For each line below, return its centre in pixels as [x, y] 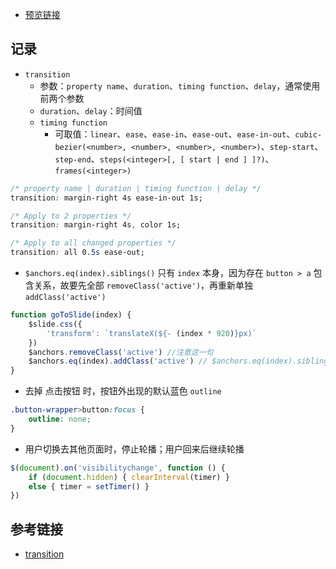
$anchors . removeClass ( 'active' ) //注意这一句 [121, 352]
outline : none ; [60, 419]
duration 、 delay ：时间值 [91, 110]
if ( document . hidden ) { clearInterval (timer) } [129, 477]
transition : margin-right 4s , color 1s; [96, 225]
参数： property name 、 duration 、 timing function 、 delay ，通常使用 [180, 85]
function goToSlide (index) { [71, 315]
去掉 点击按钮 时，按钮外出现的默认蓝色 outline [123, 391]
